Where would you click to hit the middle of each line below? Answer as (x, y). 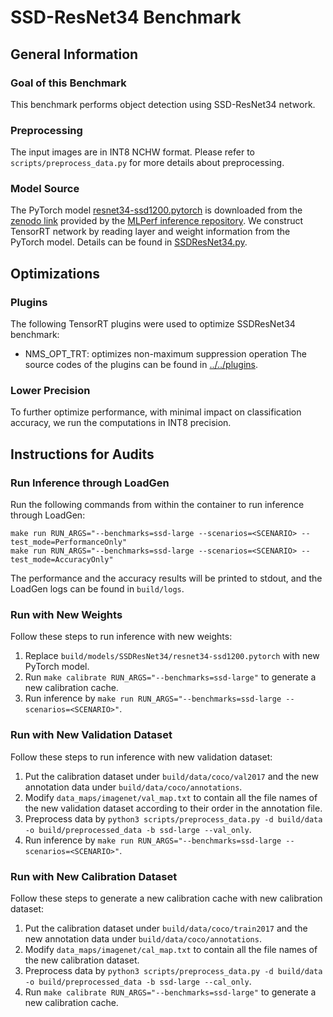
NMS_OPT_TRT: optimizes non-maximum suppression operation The (165, 354)
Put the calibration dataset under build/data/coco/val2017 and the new (171, 776)
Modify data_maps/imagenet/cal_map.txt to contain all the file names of (171, 950)
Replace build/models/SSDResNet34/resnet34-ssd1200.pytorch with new (172, 656)
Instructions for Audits (82, 454)
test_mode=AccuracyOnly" (62, 560)
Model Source (45, 189)
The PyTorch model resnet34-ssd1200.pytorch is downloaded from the (156, 210)
